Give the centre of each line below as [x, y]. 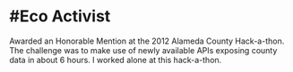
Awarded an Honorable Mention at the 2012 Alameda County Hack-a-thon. [147, 41]
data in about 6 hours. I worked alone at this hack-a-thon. [116, 60]
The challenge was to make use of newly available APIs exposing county [143, 50]
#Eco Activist [60, 16]
